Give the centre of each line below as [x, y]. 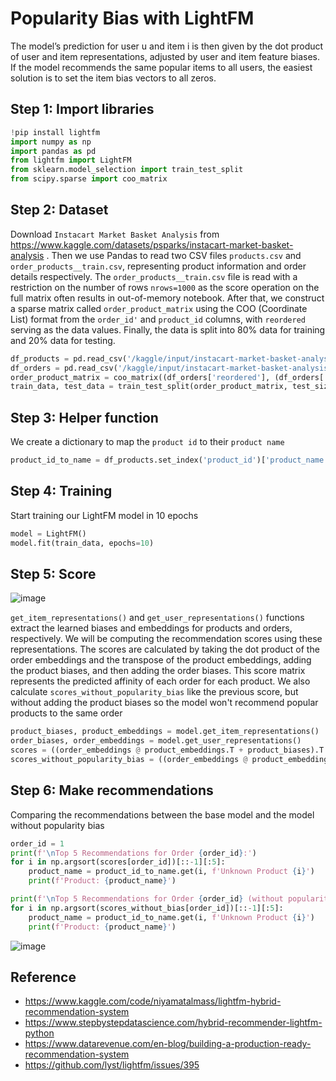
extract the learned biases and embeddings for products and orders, [151, 628]
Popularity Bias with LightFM [132, 18]
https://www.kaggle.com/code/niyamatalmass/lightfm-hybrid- [153, 1001]
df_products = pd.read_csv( [69, 358]
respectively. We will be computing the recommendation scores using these [166, 639]
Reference [43, 977]
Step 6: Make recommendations [112, 790]
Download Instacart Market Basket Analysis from [115, 234]
